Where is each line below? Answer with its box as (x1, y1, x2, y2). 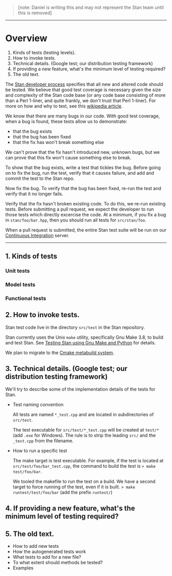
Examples (12, 565, 34, 571)
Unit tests (5, 268, 30, 275)
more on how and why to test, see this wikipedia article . (5, 102, 123, 109)
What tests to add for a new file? (12, 553, 81, 560)
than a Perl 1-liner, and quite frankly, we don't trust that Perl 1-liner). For (5, 97, 156, 104)
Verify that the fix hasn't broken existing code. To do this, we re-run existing (5, 200, 166, 207)
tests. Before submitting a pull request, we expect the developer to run (5, 206, 154, 212)
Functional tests (5, 295, 47, 302)
